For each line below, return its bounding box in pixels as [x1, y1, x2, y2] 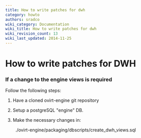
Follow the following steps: [5, 88, 62, 94]
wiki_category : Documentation [5, 21, 70, 27]
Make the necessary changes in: [12, 117, 81, 123]
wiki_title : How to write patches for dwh [5, 26, 97, 32]
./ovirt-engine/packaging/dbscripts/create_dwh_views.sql [15, 127, 136, 133]
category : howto [5, 12, 40, 17]
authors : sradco [5, 17, 40, 22]
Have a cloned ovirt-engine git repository [12, 97, 99, 103]
